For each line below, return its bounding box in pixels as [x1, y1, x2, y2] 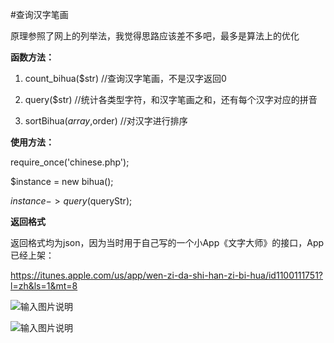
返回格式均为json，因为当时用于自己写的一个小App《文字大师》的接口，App [10, 237, 325, 248]
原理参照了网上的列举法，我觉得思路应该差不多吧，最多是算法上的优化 [10, 30, 300, 42]
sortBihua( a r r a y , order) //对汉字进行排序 [24, 115, 188, 127]
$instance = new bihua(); [10, 176, 114, 187]
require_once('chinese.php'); [10, 156, 130, 168]
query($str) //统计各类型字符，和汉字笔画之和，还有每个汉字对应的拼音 [24, 94, 318, 105]
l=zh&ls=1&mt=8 [10, 280, 78, 292]
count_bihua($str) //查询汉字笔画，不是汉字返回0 [24, 73, 227, 84]
